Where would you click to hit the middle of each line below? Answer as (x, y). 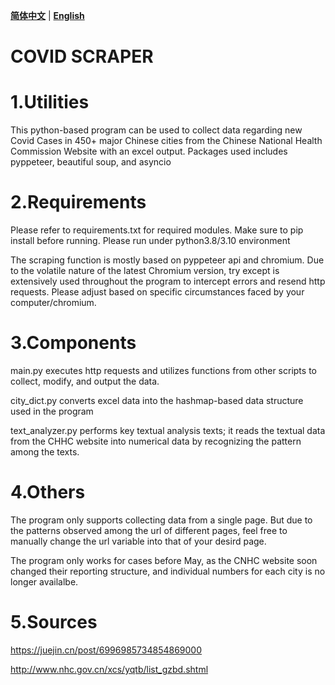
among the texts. (45, 452)
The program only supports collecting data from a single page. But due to (161, 520)
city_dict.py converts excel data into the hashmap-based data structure (157, 400)
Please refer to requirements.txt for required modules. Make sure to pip (157, 230)
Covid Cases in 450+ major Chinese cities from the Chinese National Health (166, 141)
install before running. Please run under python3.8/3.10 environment (150, 241)
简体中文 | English (47, 15)
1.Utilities (50, 102)
